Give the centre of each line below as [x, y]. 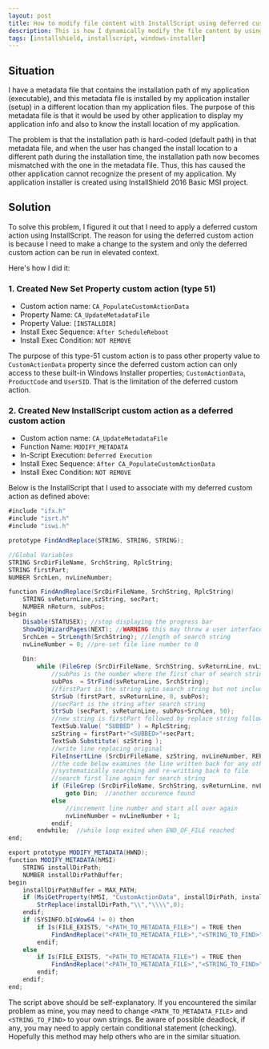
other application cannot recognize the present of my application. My [122, 174]
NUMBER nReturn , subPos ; [64, 607]
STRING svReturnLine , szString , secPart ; [91, 600]
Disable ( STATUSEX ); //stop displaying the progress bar [118, 622]
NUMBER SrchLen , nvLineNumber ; [60, 577]
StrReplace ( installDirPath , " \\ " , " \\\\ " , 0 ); [110, 905]
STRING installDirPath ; [62, 868]
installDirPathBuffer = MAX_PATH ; [80, 890]
